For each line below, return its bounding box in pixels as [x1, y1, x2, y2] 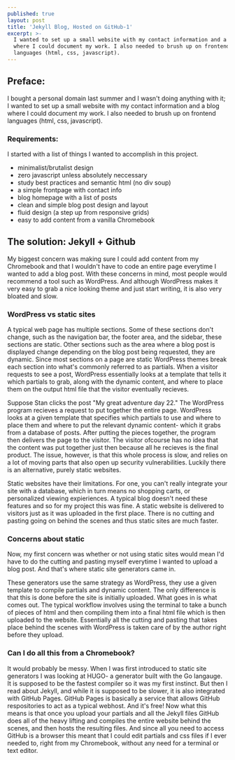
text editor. [7, 746, 38, 754]
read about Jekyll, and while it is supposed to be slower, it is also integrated [7, 686, 225, 695]
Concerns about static [7, 534, 85, 544]
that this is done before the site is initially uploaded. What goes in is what [7, 594, 218, 602]
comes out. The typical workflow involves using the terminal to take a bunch [7, 601, 227, 609]
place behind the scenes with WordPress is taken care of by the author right [7, 623, 227, 632]
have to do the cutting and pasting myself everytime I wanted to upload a [7, 557, 218, 566]
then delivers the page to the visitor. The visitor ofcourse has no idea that [7, 436, 218, 444]
